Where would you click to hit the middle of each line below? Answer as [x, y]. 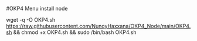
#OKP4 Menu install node [37, 8]
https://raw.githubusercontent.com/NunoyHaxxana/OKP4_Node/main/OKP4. [98, 26]
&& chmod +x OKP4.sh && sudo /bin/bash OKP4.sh [75, 32]
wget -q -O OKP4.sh [31, 20]
